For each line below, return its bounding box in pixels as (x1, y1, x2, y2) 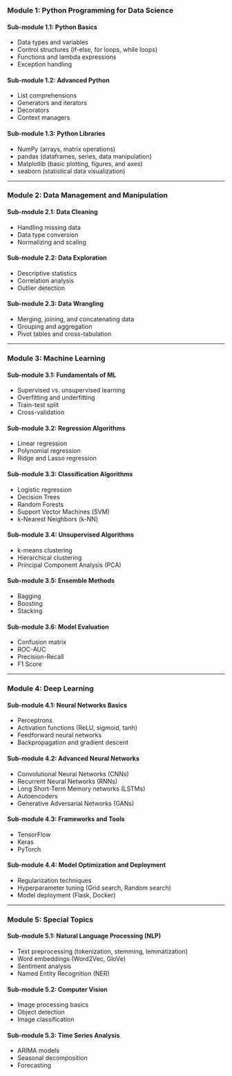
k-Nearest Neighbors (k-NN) (17, 514, 99, 523)
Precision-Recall (17, 653, 64, 661)
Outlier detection (17, 283, 66, 292)
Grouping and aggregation (17, 323, 93, 331)
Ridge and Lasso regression (17, 454, 97, 463)
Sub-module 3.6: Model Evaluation (7, 622, 109, 631)
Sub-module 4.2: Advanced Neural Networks (7, 754, 140, 762)
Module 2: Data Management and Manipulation (7, 190, 168, 200)
